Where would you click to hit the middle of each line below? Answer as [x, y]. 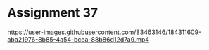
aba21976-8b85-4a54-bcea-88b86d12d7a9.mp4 [78, 39]
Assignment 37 [53, 13]
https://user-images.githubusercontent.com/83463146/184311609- [104, 32]
